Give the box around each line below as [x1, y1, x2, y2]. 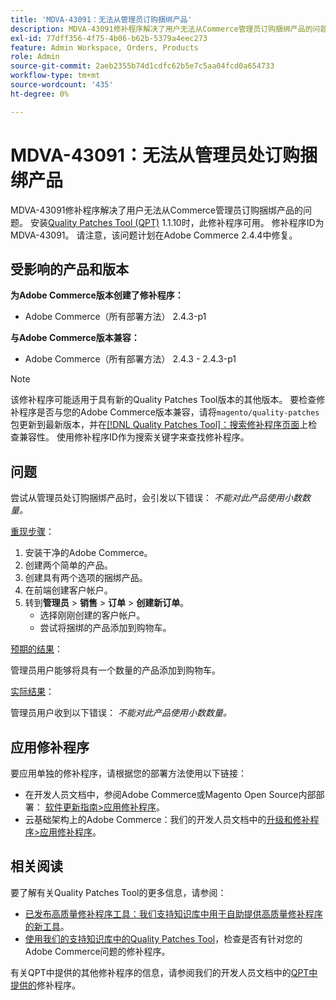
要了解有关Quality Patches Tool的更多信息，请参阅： [10, 886, 227, 898]
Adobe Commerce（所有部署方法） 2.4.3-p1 [24, 311, 207, 323]
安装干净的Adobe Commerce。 [24, 547, 153, 559]
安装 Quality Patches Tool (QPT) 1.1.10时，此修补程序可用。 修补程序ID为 [29, 216, 325, 228]
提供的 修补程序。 [10, 979, 81, 991]
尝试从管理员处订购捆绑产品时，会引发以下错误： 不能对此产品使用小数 [10, 492, 302, 504]
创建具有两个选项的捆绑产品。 [24, 572, 148, 584]
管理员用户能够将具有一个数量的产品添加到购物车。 [10, 664, 221, 676]
